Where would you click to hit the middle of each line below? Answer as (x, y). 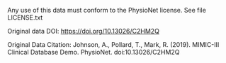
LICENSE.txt (25, 17)
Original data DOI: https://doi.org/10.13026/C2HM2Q (83, 31)
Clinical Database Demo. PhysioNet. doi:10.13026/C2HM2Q (94, 52)
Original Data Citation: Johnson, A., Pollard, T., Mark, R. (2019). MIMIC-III (113, 44)
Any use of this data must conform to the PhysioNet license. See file (107, 10)
